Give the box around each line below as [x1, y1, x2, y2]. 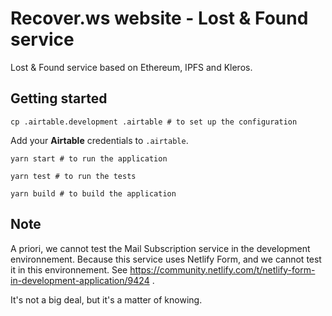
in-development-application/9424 [10, 274, 150, 286]
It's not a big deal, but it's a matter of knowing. [10, 293, 203, 306]
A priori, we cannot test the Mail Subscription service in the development [10, 242, 311, 254]
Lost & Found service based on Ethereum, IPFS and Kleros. [10, 61, 253, 73]
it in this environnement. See [10, 263, 128, 276]
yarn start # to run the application [10, 153, 168, 164]
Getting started [10, 90, 108, 107]
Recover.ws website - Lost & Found [10, 7, 309, 30]
